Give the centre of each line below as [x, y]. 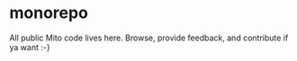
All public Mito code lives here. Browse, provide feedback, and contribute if [149, 38]
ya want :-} [30, 47]
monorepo [49, 13]
